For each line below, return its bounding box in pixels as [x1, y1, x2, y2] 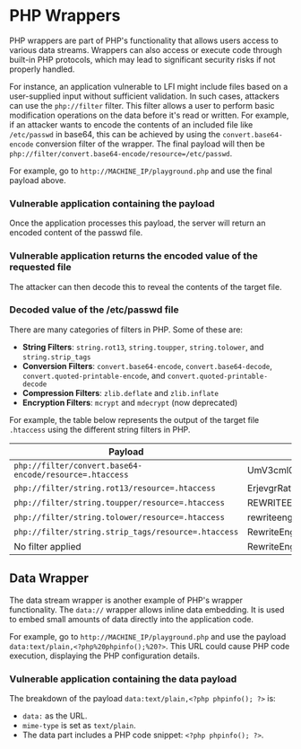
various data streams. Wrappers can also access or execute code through [9, 44, 282, 55]
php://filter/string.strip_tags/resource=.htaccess [13, 526, 239, 537]
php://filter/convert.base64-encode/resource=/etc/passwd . [9, 147, 233, 158]
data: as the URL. [21, 710, 88, 721]
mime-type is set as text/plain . [21, 719, 136, 730]
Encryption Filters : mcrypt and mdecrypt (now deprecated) [21, 397, 238, 408]
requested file [9, 261, 72, 274]
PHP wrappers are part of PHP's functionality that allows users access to [9, 35, 279, 46]
